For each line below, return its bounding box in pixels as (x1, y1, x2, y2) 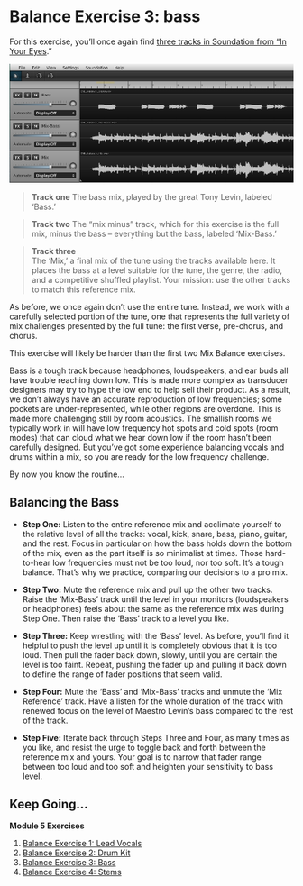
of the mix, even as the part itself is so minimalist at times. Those (22, 547, 263, 558)
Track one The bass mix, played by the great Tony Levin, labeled (31, 191, 273, 202)
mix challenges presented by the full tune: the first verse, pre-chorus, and (9, 320, 284, 331)
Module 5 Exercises (9, 820, 85, 831)
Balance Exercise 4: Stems (22, 867, 122, 878)
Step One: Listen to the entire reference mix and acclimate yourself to (22, 518, 282, 529)
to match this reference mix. (31, 284, 136, 295)
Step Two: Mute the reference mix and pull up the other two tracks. (22, 584, 273, 595)
